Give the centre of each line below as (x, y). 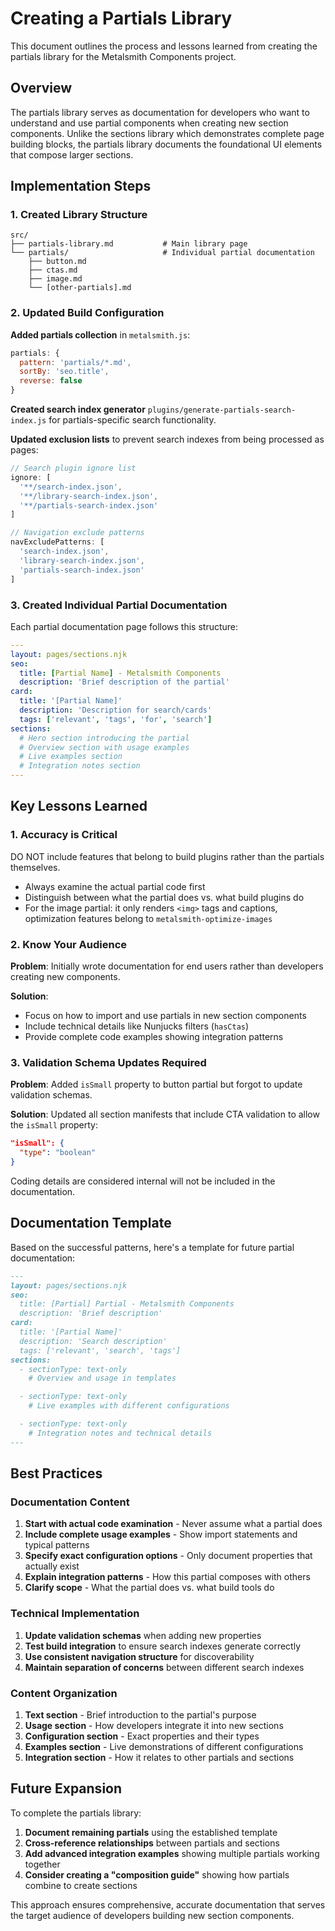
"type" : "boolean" (58, 1153)
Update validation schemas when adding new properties (143, 1635)
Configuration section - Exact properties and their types (142, 1736)
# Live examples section (71, 757)
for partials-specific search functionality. (132, 420)
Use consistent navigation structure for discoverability (139, 1656)
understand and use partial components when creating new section (149, 123)
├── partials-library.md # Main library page (129, 244)
